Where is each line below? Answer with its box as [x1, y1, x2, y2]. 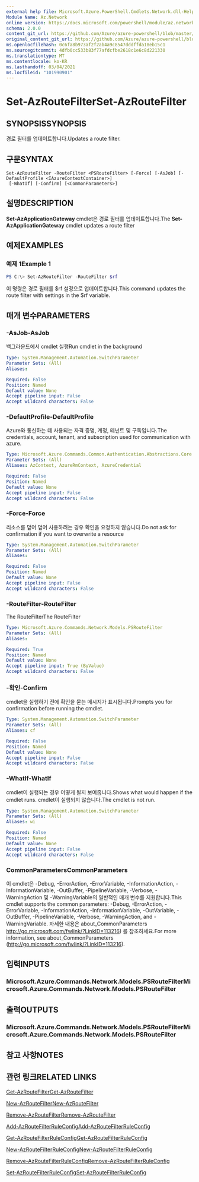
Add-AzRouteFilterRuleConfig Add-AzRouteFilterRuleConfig [6, 1123, 150, 1130]
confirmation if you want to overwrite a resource [6, 530, 124, 538]
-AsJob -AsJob [6, 328, 50, 337]
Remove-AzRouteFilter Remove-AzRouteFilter [6, 1111, 116, 1118]
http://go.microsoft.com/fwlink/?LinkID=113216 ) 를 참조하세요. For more [6, 927, 176, 934]
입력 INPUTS [6, 959, 50, 969]
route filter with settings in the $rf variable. [6, 292, 111, 299]
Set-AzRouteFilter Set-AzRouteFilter [6, 95, 187, 109]
